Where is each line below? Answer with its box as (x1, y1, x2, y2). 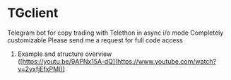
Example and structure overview (17, 50, 112, 58)
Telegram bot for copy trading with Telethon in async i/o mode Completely (7, 28, 224, 37)
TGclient (7, 5, 59, 21)
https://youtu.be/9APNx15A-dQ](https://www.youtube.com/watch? (22, 57, 217, 65)
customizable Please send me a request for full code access (7, 35, 183, 44)
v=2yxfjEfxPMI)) (17, 64, 66, 73)
